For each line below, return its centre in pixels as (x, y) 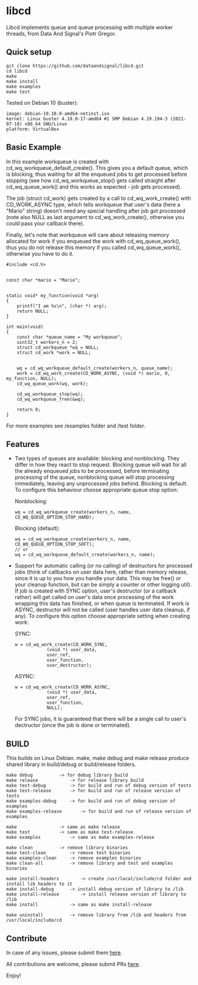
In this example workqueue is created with (58, 162)
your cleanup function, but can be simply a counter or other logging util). (103, 585)
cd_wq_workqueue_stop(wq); (50, 394)
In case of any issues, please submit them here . (64, 952)
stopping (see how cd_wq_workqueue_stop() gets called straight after (91, 180)
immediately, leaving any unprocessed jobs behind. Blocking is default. (101, 484)
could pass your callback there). (45, 223)
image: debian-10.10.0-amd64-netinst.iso (58, 114)
